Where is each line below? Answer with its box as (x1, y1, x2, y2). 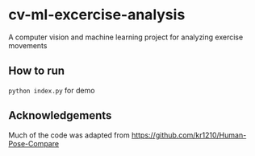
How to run (8, 64, 65, 78)
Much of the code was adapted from (8, 130, 131, 140)
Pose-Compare (8, 138, 59, 148)
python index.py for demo (8, 85, 95, 95)
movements (8, 40, 48, 50)
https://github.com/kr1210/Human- (132, 130, 247, 140)
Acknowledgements (8, 109, 112, 122)
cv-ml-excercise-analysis (8, 6, 186, 24)
